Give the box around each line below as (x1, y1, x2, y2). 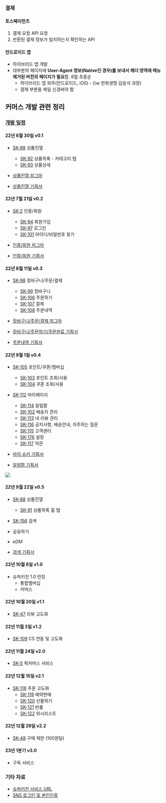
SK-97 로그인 (20, 225, 46, 231)
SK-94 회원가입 (20, 219, 51, 225)
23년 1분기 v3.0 (5, 747, 37, 753)
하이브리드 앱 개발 (12, 61, 48, 67)
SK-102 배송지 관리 (20, 409, 58, 415)
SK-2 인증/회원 (12, 208, 42, 214)
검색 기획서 (12, 549, 35, 555)
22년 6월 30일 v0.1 (5, 132, 44, 138)
